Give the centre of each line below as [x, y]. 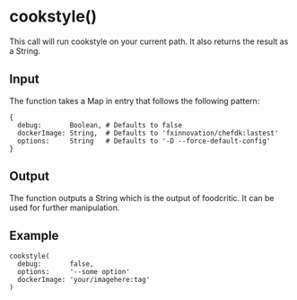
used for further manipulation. [65, 207]
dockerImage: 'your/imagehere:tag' [84, 280]
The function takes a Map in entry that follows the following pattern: [135, 101]
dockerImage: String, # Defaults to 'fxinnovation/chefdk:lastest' [148, 133]
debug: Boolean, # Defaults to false [100, 125]
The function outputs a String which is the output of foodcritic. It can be [142, 198]
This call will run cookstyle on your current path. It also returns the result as [149, 41]
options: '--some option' [74, 272]
